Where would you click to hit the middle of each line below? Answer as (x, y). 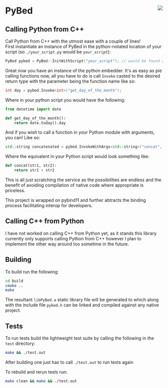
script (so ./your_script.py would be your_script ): (58, 52)
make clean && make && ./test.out (41, 381)
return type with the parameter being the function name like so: (70, 81)
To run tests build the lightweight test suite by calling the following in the (79, 338)
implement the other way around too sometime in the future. (67, 244)
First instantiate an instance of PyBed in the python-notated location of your (83, 47)
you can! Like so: (23, 138)
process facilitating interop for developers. (49, 206)
